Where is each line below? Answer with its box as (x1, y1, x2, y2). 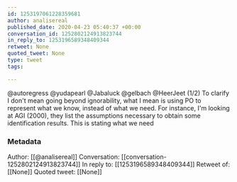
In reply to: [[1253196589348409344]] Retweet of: (82, 160, 231, 169)
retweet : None (7, 43, 50, 50)
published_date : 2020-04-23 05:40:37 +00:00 (7, 23, 141, 30)
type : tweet (7, 57, 43, 64)
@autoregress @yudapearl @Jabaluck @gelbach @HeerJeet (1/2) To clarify (7, 89, 229, 97)
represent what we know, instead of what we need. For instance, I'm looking (7, 103, 231, 112)
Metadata (7, 136, 41, 146)
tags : (7, 63, 23, 70)
